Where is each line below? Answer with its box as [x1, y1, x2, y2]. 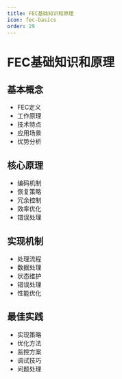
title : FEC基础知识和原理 [7, 10, 74, 17]
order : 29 [7, 23, 36, 29]
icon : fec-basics [7, 16, 57, 23]
